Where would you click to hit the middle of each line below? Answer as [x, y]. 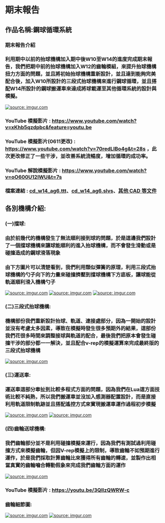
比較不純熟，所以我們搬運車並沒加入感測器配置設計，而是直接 [83, 397]
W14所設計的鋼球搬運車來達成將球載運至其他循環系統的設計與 [83, 89]
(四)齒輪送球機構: [26, 429]
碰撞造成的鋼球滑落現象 [33, 252]
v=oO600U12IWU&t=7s [34, 177]
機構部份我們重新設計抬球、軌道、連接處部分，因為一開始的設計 [81, 321]
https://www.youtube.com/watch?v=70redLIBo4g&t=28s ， [79, 149]
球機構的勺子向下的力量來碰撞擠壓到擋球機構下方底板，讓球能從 [81, 275]
